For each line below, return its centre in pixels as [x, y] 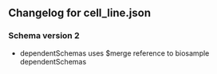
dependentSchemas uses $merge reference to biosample [114, 53]
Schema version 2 [44, 36]
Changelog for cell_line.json [80, 13]
